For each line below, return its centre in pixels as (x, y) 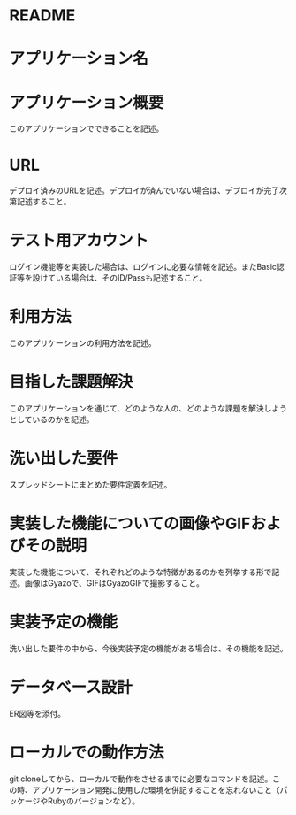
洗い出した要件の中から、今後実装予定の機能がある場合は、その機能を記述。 (148, 648)
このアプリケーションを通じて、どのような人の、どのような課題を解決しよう (148, 409)
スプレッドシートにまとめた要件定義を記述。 (91, 484)
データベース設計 (71, 688)
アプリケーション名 (79, 59)
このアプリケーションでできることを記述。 (87, 128)
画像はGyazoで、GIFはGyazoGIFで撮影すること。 (114, 583)
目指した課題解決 (72, 382)
